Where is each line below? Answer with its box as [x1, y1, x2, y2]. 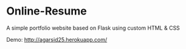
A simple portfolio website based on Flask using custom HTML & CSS [6, 24, 181, 31]
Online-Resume [6, 4, 87, 18]
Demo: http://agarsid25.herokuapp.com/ [6, 36, 108, 43]
